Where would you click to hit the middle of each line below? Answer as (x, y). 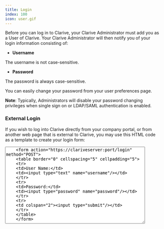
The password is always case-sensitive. (46, 81)
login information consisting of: (37, 43)
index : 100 (16, 14)
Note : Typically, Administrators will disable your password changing (74, 100)
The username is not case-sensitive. (42, 63)
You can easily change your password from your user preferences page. (79, 91)
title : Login (18, 10)
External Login (23, 119)
